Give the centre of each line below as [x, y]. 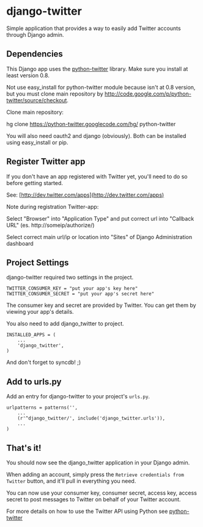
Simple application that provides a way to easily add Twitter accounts [94, 28]
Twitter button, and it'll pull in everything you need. [71, 481]
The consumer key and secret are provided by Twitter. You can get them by [102, 305]
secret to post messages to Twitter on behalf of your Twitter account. [94, 499]
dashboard [20, 243]
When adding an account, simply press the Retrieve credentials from [95, 474]
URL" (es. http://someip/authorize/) [50, 225]
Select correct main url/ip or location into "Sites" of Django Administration [99, 237]
